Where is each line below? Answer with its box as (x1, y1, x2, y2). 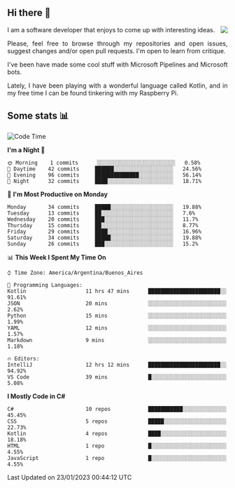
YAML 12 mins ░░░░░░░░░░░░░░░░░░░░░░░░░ (7, 324, 227, 332)
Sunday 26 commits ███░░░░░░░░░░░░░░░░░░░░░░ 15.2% (7, 240, 199, 248)
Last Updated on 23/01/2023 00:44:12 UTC (7, 473, 132, 481)
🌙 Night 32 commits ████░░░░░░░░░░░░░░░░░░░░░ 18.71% (7, 177, 201, 184)
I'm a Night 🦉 (7, 145, 45, 154)
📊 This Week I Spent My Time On (7, 253, 106, 262)
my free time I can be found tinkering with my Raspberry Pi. (7, 88, 179, 97)
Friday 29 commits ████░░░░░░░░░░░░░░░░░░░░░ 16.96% (7, 228, 201, 235)
